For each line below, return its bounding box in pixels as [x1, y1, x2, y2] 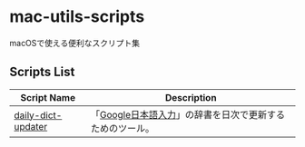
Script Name [20, 91, 75, 103]
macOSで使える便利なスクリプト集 [9, 37, 141, 48]
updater [14, 120, 48, 132]
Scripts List [9, 64, 75, 80]
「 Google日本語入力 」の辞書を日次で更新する [90, 108, 286, 121]
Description [164, 91, 217, 103]
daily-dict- [14, 109, 63, 122]
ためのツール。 [90, 122, 155, 134]
